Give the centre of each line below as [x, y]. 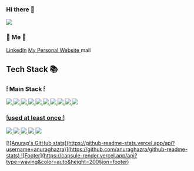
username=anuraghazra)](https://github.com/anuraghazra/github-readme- [97, 149]
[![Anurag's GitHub [29, 143]
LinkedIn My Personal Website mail [48, 50]
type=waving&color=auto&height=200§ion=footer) [68, 162]
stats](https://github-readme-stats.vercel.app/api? [114, 143]
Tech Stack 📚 [32, 69]
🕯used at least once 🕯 [35, 118]
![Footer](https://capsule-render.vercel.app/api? [79, 155]
